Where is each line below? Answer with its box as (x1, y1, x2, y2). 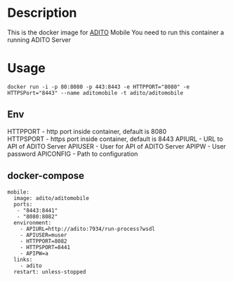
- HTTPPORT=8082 (20, 237, 68, 245)
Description (7, 5, 77, 21)
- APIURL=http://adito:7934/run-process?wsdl (20, 225, 156, 232)
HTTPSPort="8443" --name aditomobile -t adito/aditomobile (7, 89, 184, 96)
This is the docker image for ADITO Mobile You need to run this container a (7, 28, 225, 36)
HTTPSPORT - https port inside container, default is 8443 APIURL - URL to (7, 135, 223, 143)
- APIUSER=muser (20, 231, 68, 239)
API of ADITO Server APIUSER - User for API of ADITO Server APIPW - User (7, 142, 227, 150)
